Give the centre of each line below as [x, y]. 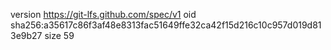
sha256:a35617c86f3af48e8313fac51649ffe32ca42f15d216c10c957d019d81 [166, 25]
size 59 [59, 35]
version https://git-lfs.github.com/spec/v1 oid [103, 14]
